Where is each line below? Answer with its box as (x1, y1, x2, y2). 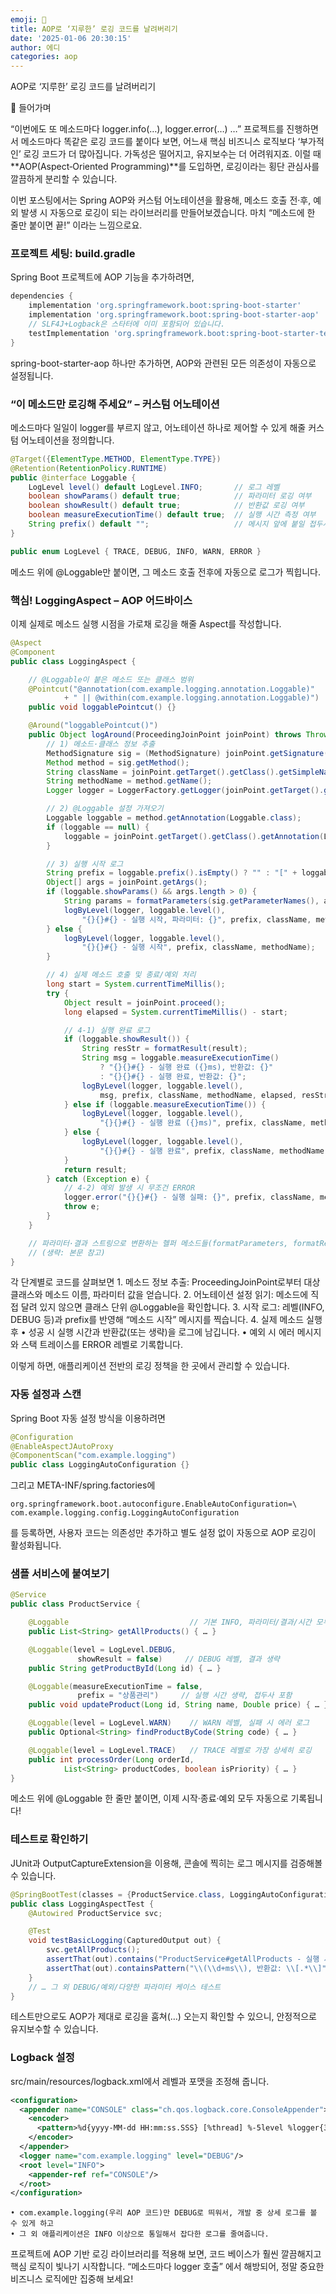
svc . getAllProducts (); (46, 1945, 141, 1955)
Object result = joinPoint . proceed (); (63, 997, 226, 1008)
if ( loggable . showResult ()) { (63, 1034, 190, 1045)
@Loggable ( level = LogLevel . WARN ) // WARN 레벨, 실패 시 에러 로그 (28, 1718, 310, 1728)
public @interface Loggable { (10, 472, 137, 483)
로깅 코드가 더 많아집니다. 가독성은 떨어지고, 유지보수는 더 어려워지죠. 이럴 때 (23, 148, 322, 160)
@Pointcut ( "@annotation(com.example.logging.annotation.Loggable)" (28, 684, 315, 694)
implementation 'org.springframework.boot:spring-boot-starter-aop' (28, 310, 320, 320)
